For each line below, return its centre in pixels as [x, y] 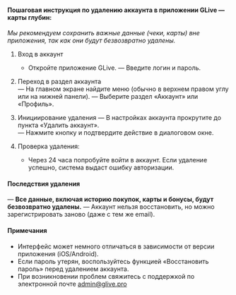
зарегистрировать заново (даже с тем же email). [81, 215]
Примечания [27, 230]
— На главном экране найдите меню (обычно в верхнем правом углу [123, 89]
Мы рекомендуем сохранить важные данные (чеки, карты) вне [104, 33]
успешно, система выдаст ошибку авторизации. [101, 168]
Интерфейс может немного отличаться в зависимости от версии [116, 246]
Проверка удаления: [48, 146]
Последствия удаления [44, 183]
